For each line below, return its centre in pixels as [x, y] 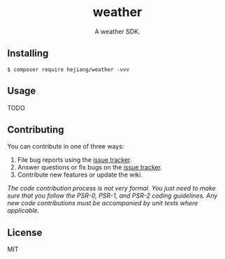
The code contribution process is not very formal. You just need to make [112, 188]
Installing [28, 53]
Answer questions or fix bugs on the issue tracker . [90, 168]
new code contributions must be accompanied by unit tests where [103, 203]
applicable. [23, 211]
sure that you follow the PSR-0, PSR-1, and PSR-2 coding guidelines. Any [112, 195]
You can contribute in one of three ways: [66, 147]
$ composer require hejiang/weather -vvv [68, 69]
